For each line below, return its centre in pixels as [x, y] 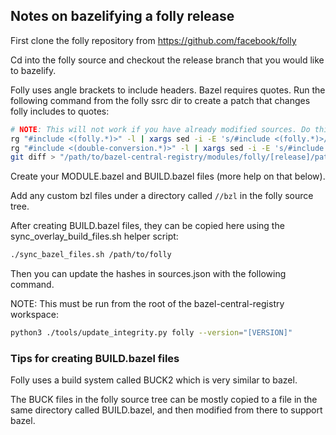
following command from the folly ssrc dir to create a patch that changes [160, 100]
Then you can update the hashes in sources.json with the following [148, 274]
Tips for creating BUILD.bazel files [95, 358]
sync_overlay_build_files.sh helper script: [94, 236]
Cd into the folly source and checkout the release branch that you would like [167, 60]
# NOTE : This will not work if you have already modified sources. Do [160, 129]
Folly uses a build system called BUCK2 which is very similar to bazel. [154, 380]
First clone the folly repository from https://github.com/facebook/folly [153, 40]
